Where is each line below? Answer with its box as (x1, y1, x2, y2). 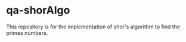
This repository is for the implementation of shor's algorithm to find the (6, 23, 181, 30)
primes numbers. (6, 29, 48, 36)
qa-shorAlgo (6, 4, 70, 17)
